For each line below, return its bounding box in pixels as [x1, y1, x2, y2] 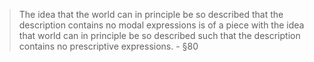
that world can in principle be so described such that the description [18, 30, 301, 41]
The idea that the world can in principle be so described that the [18, 9, 284, 20]
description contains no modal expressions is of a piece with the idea [18, 19, 305, 31]
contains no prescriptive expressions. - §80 [18, 40, 199, 52]
